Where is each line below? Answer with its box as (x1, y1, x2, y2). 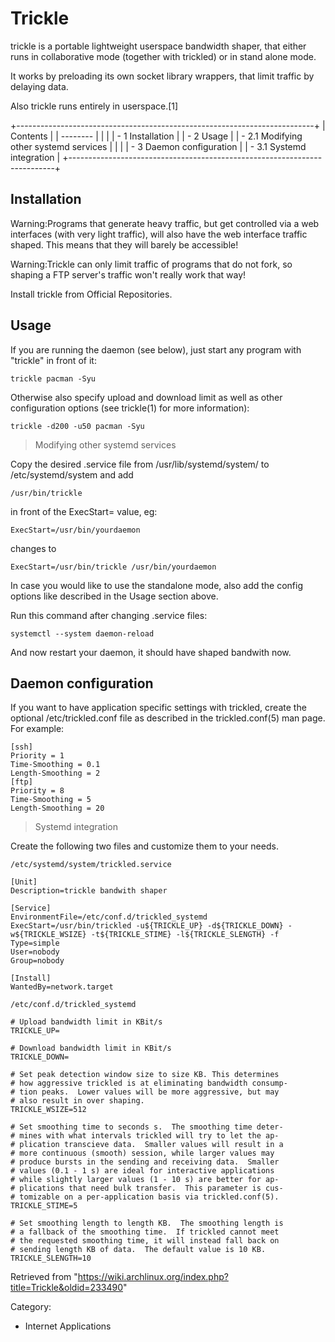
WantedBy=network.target (10, 982, 114, 992)
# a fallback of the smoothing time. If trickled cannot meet (10, 1227, 280, 1237)
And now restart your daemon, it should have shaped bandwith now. (10, 646, 292, 658)
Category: (10, 1301, 52, 1313)
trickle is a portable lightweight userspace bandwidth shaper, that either (10, 40, 307, 52)
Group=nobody (10, 956, 65, 966)
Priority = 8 (10, 786, 65, 796)
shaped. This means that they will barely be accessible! (10, 238, 239, 251)
